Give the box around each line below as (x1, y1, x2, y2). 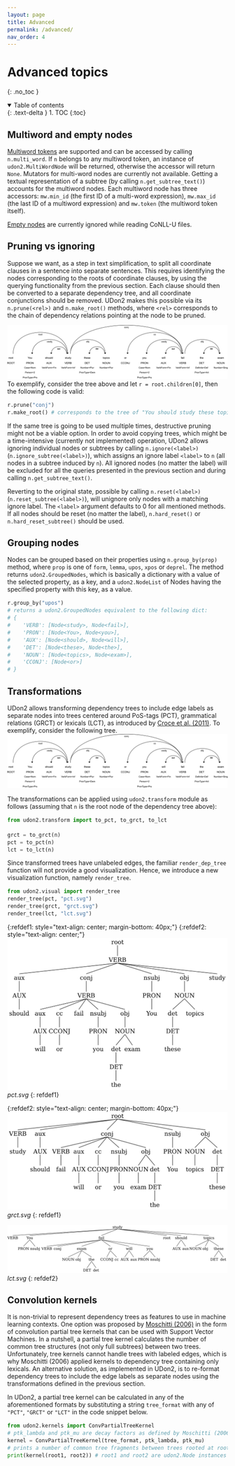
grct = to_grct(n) (7, 831, 61, 838)
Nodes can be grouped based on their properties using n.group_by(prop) (7, 556, 218, 564)
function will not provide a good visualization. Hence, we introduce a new (7, 866, 219, 875)
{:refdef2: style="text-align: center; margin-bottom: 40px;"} (7, 1104, 179, 1112)
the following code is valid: (7, 387, 85, 395)
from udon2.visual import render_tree (7, 888, 120, 895)
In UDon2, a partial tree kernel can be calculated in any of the (7, 1393, 185, 1402)
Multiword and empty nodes (7, 129, 133, 141)
